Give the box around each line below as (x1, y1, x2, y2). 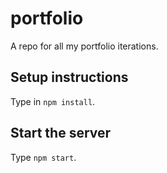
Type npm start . (10, 151, 77, 163)
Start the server (10, 125, 112, 142)
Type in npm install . (10, 95, 96, 107)
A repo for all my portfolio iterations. (10, 40, 159, 52)
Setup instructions (10, 69, 129, 86)
